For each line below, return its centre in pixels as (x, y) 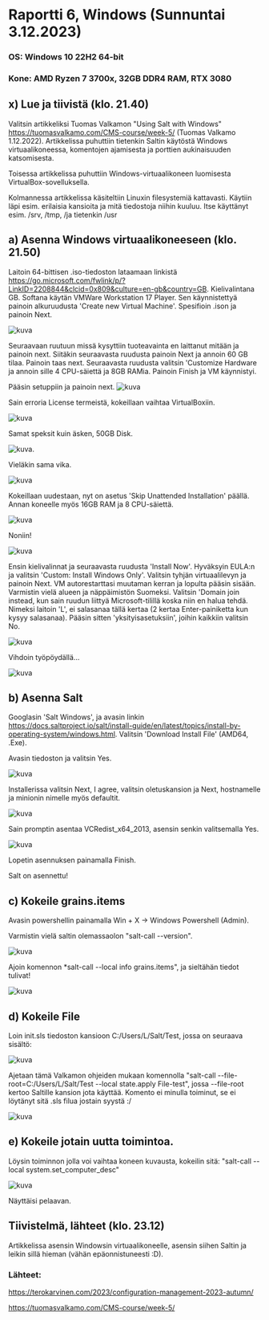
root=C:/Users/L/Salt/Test (51, 1084)
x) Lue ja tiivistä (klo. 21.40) (79, 105)
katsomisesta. (31, 157)
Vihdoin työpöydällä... (44, 657)
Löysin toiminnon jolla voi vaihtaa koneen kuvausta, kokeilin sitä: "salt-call (130, 1161)
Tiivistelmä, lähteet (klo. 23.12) (86, 1226)
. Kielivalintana (231, 289)
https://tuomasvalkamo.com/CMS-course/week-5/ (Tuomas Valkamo (122, 132)
